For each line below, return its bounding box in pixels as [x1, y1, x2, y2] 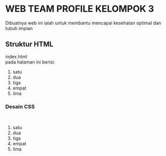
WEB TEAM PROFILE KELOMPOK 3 [5, 3, 154, 15]
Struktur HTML [5, 40, 53, 49]
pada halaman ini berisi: [5, 59, 56, 65]
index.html [5, 53, 27, 59]
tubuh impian [5, 25, 33, 31]
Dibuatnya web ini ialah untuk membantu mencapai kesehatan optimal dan [5, 20, 161, 26]
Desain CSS [5, 103, 35, 110]
